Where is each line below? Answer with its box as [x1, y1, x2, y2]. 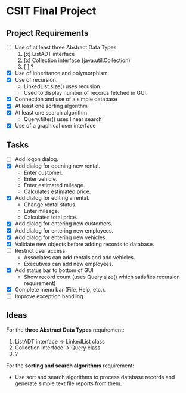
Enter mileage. [23, 208, 60, 215]
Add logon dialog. [14, 156, 58, 163]
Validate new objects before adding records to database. [14, 240, 154, 247]
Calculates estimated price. [23, 188, 91, 195]
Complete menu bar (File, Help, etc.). [14, 286, 106, 293]
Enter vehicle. [23, 175, 58, 182]
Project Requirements [6, 28, 89, 38]
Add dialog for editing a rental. [14, 194, 90, 202]
